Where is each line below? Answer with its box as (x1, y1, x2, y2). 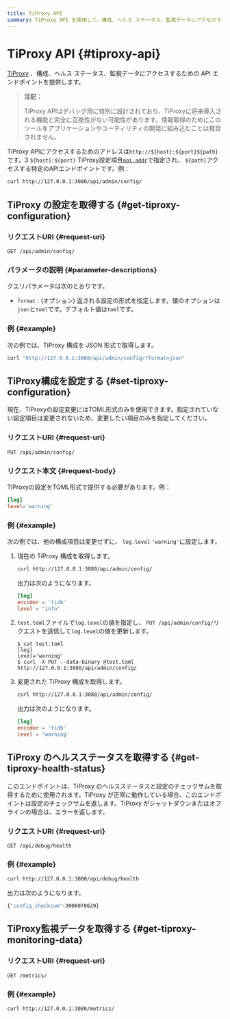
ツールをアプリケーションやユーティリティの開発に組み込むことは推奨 (23, 124, 221, 132)
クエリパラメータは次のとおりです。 (7, 282, 109, 290)
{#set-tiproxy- (105, 375, 169, 387)
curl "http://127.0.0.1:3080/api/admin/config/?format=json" (7, 355, 186, 361)
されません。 (23, 133, 60, 141)
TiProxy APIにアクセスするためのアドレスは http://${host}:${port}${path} (7, 147, 219, 156)
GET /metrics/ (7, 972, 48, 979)
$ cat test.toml (16, 640, 64, 648)
